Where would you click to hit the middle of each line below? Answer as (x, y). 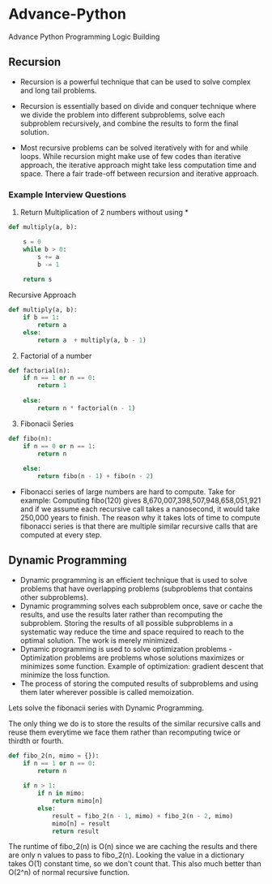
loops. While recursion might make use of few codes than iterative (130, 156)
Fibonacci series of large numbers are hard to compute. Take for (127, 492)
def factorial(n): (39, 370)
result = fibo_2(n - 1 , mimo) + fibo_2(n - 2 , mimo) (142, 816)
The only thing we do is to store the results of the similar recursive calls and (135, 723)
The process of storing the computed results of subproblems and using (139, 683)
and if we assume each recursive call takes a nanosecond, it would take (140, 509)
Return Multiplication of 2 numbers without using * (104, 213)
